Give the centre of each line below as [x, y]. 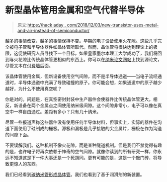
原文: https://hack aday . [42, 25]
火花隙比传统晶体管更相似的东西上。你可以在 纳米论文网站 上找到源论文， [88, 59]
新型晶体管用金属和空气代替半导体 [75, 10]
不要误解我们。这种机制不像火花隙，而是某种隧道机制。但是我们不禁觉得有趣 [83, 145]
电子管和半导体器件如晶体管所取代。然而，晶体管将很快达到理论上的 [83, 47]
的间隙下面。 [18, 134]
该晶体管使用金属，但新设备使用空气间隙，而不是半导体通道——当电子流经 [81, 76]
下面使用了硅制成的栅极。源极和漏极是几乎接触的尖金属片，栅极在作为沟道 [85, 128]
